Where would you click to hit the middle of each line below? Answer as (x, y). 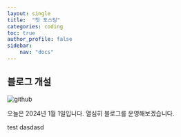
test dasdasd (26, 127)
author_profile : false (40, 39)
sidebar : (20, 46)
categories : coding (35, 26)
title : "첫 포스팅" (34, 20)
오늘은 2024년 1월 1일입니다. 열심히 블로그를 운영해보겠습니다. (91, 113)
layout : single (29, 13)
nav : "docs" (37, 53)
